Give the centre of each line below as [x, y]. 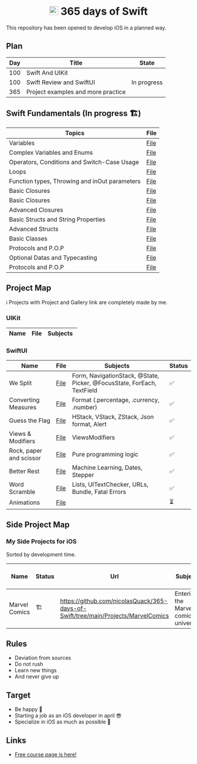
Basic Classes [28, 238]
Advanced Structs [34, 229]
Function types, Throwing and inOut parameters [75, 181]
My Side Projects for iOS [42, 542]
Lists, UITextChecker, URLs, [110, 484]
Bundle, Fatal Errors [99, 492]
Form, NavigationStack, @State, [116, 375]
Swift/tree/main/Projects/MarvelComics [114, 615]
